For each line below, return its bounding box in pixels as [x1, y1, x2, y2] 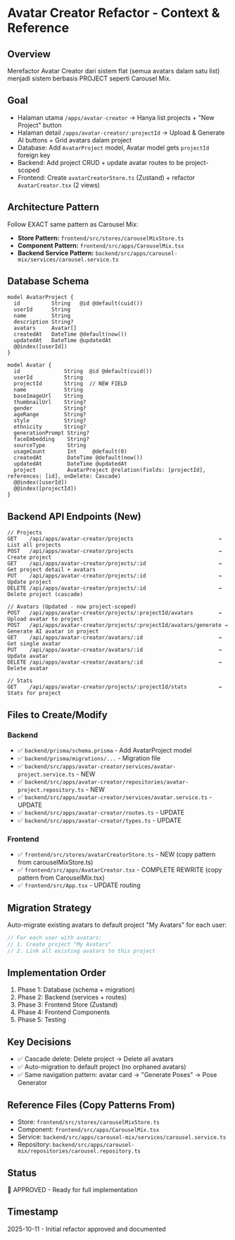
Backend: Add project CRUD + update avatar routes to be [17, 158, 184, 166]
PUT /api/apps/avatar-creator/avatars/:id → [7, 647, 222, 654]
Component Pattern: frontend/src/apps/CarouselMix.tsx [17, 241, 184, 250]
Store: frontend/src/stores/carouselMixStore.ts [17, 1118, 160, 1126]
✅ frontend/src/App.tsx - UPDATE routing [17, 881, 141, 889]
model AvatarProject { [7, 294, 74, 301]
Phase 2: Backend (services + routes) [17, 993, 127, 1002]
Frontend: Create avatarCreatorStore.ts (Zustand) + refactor [17, 173, 196, 181]
